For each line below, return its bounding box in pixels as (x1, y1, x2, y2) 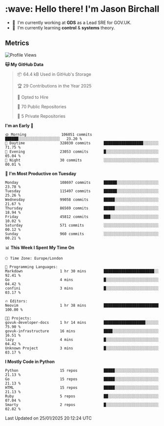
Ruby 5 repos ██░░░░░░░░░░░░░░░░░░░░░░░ (5, 394, 159, 399)
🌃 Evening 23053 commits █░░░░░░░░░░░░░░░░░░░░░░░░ (5, 149, 159, 154)
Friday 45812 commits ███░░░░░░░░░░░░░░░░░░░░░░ (5, 214, 159, 219)
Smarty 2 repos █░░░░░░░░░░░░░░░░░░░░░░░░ (5, 402, 159, 407)
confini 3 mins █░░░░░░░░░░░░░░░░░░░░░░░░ (5, 286, 159, 291)
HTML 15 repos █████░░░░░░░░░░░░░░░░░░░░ (5, 385, 159, 390)
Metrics (5, 39, 29, 47)
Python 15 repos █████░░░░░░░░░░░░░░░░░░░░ (5, 368, 159, 373)
